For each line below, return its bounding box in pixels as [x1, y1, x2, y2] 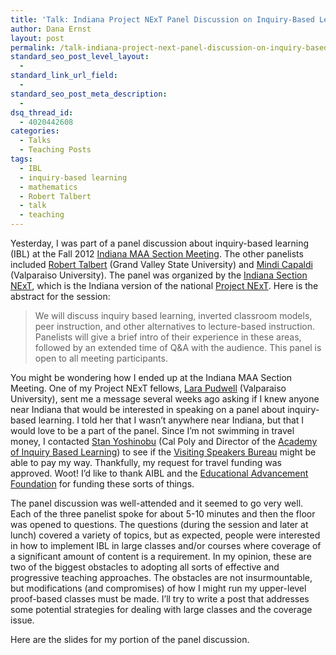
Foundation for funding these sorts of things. [10, 478, 195, 490]
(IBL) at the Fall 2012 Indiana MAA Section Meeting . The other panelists [10, 248, 304, 260]
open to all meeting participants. [34, 352, 168, 364]
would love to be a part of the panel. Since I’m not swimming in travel [10, 425, 295, 436]
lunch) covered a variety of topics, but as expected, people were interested [10, 529, 321, 541]
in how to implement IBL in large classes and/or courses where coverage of [10, 540, 322, 551]
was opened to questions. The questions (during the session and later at [10, 519, 309, 530]
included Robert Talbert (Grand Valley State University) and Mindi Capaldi [10, 259, 313, 270]
